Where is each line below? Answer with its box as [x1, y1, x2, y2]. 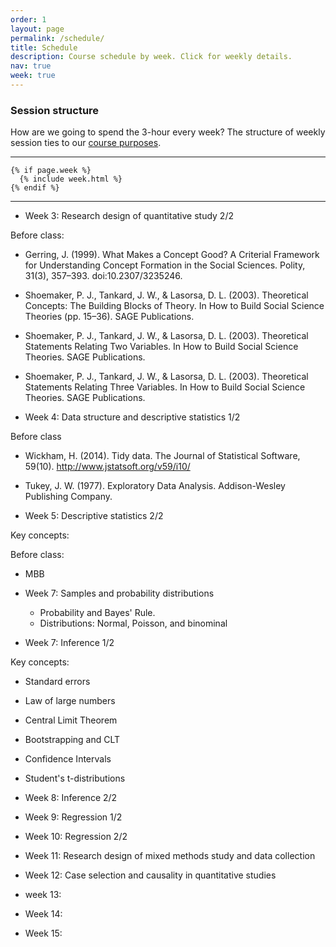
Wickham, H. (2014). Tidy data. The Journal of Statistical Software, [24, 450, 301, 462]
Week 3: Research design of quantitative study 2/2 [24, 210, 234, 222]
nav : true [10, 61, 52, 71]
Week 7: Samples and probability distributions [24, 587, 215, 600]
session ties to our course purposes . [10, 137, 162, 149]
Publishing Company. [24, 491, 113, 503]
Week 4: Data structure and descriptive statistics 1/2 [24, 411, 241, 423]
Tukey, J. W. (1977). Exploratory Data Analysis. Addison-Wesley [24, 480, 286, 492]
